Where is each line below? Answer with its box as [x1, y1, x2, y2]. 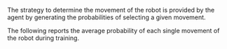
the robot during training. [7, 34, 79, 42]
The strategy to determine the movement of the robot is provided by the [7, 6, 215, 14]
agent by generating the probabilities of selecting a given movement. [7, 13, 206, 21]
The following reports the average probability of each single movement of [7, 27, 220, 35]
